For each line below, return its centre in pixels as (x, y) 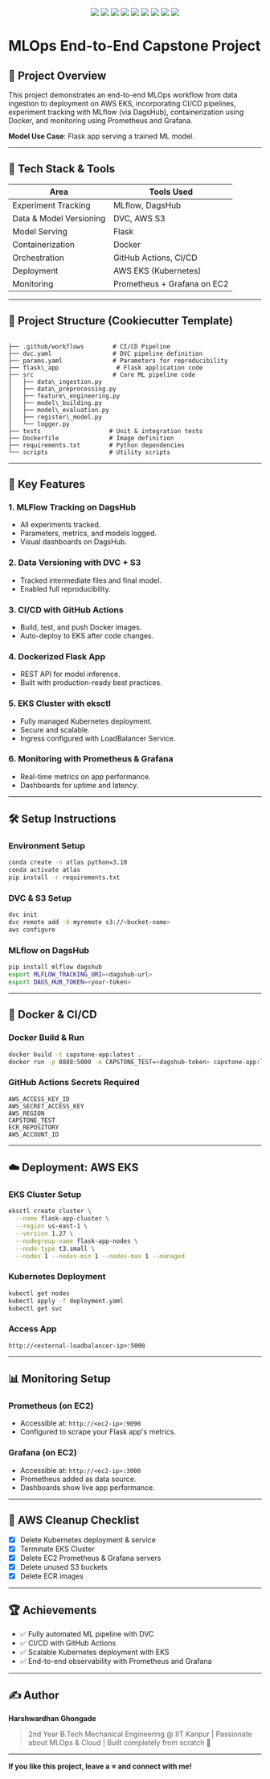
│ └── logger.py (39, 424)
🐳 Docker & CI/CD (53, 1015)
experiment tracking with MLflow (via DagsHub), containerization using (126, 112)
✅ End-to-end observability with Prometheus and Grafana (116, 1661)
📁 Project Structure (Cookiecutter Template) (121, 321)
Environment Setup (47, 846)
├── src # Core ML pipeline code (102, 374)
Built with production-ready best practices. (91, 683)
